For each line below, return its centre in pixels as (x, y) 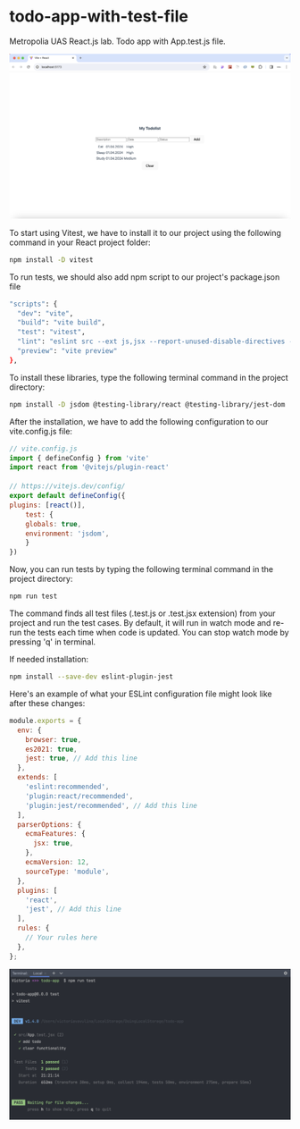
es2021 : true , (51, 749)
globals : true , (54, 524)
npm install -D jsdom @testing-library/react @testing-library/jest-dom (147, 404)
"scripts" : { (33, 304)
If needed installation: (49, 659)
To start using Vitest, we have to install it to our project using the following (145, 232)
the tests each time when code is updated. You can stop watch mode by (156, 632)
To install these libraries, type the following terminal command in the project (149, 377)
